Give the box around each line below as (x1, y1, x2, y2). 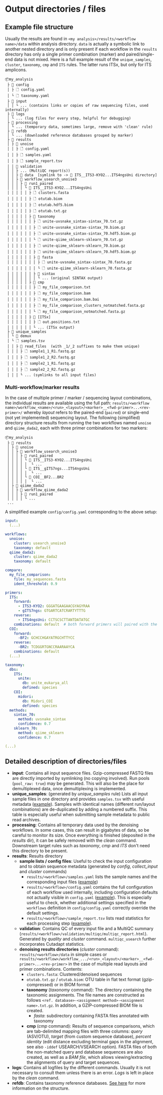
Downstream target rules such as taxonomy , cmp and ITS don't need (12, 843, 150, 849)
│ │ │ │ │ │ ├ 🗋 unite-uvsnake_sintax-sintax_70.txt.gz (7, 219, 123, 224)
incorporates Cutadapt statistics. (19, 941, 85, 947)
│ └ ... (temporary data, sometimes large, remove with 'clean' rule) (7, 124, 153, 129)
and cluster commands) (19, 869, 67, 875)
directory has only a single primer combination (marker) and (5, 51, 125, 57)
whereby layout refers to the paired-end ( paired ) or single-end (23, 410, 149, 416)
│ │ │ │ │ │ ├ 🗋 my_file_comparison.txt (7, 285, 91, 290)
